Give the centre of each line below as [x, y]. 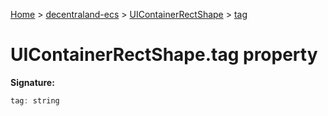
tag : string [35, 100]
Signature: [32, 82]
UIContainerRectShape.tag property [164, 55]
